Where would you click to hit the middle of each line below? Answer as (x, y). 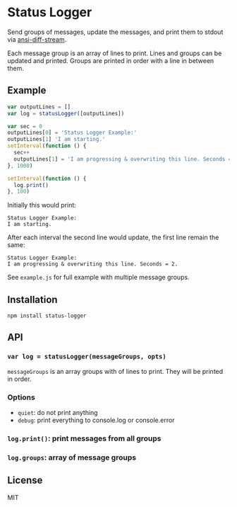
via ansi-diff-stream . (37, 39)
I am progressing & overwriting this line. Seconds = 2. (93, 264)
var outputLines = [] (39, 107)
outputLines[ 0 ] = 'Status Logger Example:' (72, 133)
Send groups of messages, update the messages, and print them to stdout (115, 32)
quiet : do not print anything (57, 413)
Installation (32, 299)
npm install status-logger (47, 316)
